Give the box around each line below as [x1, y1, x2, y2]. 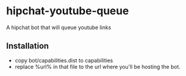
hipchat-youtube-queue [6, 4, 129, 18]
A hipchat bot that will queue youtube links [6, 24, 112, 31]
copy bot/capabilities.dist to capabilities [14, 56, 114, 64]
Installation [6, 41, 49, 51]
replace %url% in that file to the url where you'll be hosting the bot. [14, 63, 181, 70]
